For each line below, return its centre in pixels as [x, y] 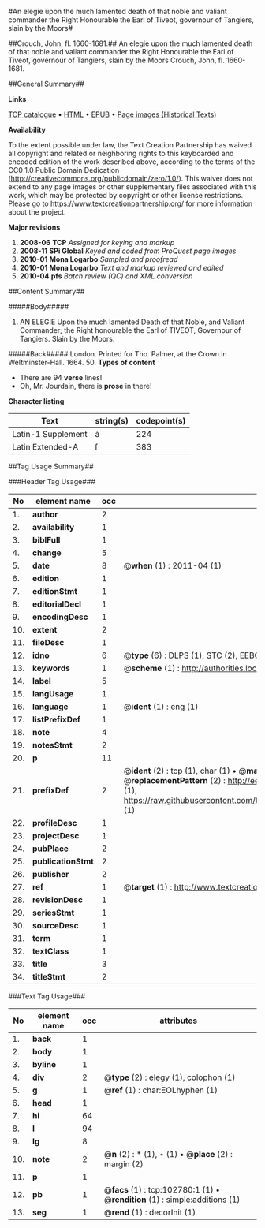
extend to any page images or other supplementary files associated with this [132, 187]
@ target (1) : [148, 887]
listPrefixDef [57, 719]
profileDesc [55, 823]
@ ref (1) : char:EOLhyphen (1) [161, 1090]
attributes [179, 1021]
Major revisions [34, 227]
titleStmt [49, 977]
